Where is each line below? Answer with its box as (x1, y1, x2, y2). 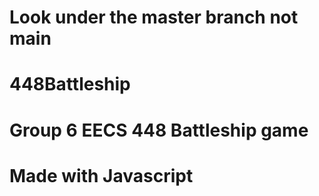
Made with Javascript (9, 164, 194, 187)
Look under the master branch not (9, 6, 299, 29)
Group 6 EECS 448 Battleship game (9, 119, 309, 141)
